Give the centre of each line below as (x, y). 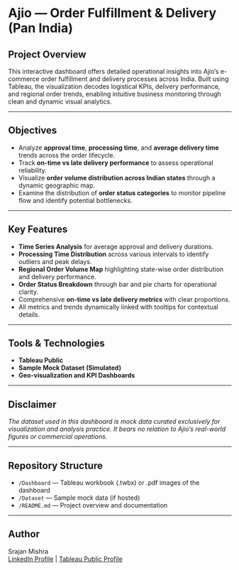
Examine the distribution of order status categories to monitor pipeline (122, 192)
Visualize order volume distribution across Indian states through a (117, 177)
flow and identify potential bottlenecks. (76, 200)
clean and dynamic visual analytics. (60, 102)
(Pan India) (41, 28)
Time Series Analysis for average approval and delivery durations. (116, 246)
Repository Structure (56, 465)
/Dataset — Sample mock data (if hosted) (79, 498)
